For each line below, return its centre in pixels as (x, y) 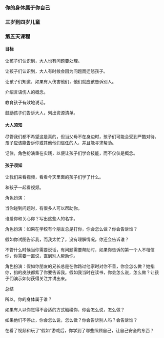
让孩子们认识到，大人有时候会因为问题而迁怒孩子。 (56, 71)
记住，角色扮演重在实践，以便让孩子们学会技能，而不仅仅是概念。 (71, 153)
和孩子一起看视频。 (24, 187)
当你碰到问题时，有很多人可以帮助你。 (43, 208)
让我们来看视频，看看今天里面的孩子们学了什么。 (54, 177)
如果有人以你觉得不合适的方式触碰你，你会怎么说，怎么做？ (65, 310)
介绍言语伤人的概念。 (26, 92)
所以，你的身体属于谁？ (29, 299)
